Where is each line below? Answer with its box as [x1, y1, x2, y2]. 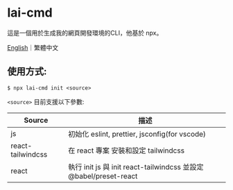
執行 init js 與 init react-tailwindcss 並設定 [68, 162, 204, 171]
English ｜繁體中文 [7, 43, 59, 51]
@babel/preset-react [68, 171, 138, 181]
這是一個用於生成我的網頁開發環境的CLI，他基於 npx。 [7, 28, 163, 37]
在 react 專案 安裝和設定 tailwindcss [68, 146, 185, 155]
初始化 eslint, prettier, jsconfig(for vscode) [68, 129, 207, 139]
